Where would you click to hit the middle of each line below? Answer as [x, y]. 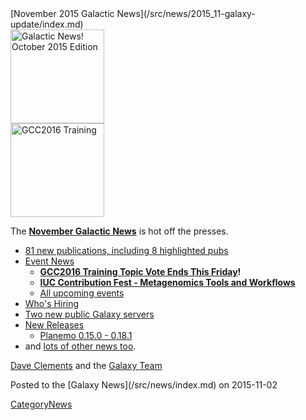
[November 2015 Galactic [62, 13]
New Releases [54, 325]
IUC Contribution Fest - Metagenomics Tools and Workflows [167, 282]
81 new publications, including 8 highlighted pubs [126, 250]
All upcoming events [82, 293]
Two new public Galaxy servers [89, 314]
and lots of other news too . [80, 346]
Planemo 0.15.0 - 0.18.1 [86, 335]
